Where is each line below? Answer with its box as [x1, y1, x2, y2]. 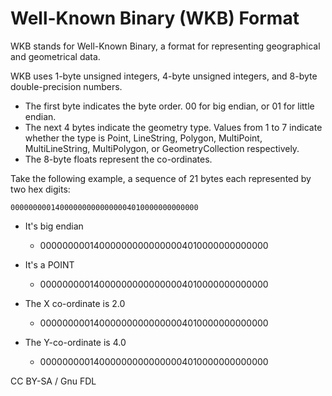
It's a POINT [24, 258, 75, 271]
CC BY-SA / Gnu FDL [10, 375, 97, 387]
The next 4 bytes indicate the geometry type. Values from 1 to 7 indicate [24, 121, 323, 133]
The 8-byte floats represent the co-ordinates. [24, 153, 213, 165]
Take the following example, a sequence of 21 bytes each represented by [10, 172, 312, 184]
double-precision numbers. [10, 80, 123, 92]
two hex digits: [10, 183, 71, 195]
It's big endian [24, 220, 84, 232]
